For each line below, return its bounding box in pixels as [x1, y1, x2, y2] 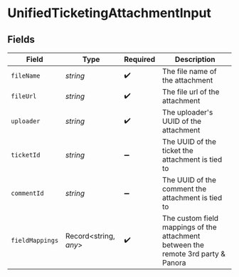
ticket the [162, 146, 193, 155]
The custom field [162, 214, 219, 223]
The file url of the [162, 87, 220, 97]
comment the [162, 184, 207, 194]
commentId [11, 189, 44, 197]
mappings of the [162, 222, 217, 232]
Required [124, 55, 156, 64]
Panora [162, 258, 186, 268]
